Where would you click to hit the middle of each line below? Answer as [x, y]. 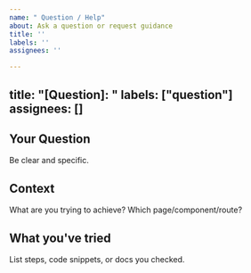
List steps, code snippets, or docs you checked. [97, 259]
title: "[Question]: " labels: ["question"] [121, 95]
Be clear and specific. [49, 161]
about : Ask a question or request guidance [91, 26]
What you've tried [60, 238]
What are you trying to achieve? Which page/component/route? [126, 210]
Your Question [50, 139]
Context [32, 188]
